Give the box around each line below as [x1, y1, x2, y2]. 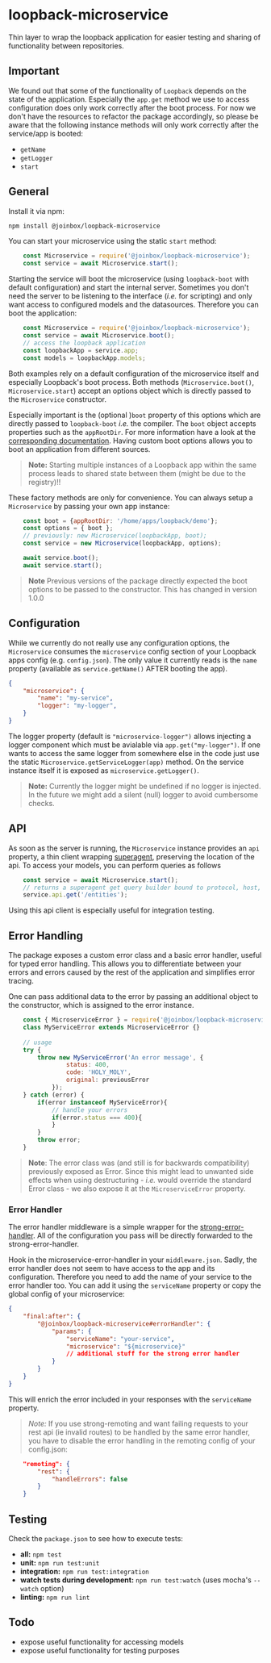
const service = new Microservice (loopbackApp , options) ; [23, 539, 222, 548]
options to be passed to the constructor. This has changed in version [27, 584, 257, 594]
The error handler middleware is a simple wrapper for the [8, 1222, 199, 1232]
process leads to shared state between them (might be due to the [27, 468, 246, 478]
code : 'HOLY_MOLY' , [65, 1068, 131, 1076]
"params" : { [51, 1327, 92, 1335]
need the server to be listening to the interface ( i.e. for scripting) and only [8, 291, 252, 301]
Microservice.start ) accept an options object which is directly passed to [8, 386, 252, 395]
